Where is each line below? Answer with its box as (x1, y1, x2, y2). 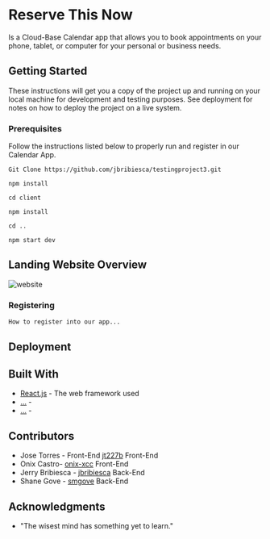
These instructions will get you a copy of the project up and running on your (8, 86, 260, 95)
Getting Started (8, 65, 88, 78)
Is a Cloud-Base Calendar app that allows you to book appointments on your (8, 32, 262, 42)
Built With (8, 367, 59, 381)
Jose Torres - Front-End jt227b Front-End (19, 450, 159, 461)
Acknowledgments (8, 499, 106, 513)
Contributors (8, 429, 75, 443)
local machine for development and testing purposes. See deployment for (8, 94, 253, 104)
